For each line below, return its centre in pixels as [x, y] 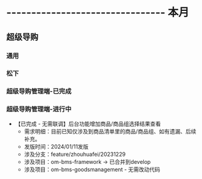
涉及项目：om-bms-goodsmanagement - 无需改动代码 [92, 169]
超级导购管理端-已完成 [39, 91]
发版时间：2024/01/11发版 [56, 146]
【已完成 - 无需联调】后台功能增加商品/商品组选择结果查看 [88, 124]
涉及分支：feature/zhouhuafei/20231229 [75, 154]
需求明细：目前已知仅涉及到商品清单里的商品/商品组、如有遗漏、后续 [110, 131]
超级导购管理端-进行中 [39, 109]
